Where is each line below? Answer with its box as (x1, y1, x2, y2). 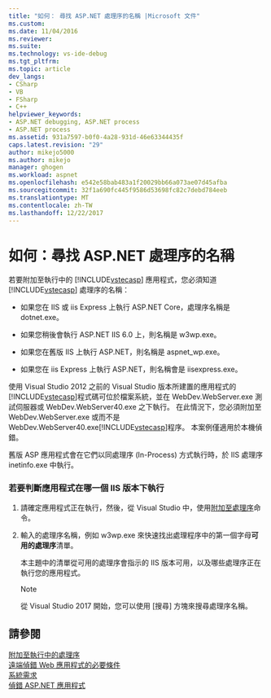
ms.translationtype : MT (8, 193, 90, 202)
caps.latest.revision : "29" (8, 140, 104, 149)
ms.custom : (8, 20, 46, 28)
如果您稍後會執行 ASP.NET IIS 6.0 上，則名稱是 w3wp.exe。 (20, 330, 221, 340)
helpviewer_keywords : (8, 111, 82, 119)
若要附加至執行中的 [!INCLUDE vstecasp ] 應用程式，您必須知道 (8, 274, 217, 285)
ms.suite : (8, 42, 42, 50)
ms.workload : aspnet (8, 171, 79, 179)
